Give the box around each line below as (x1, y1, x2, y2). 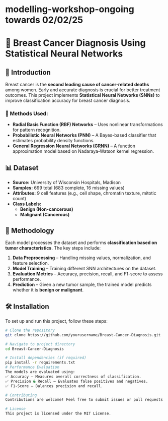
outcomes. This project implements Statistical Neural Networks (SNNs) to (5, 92, 160, 98)
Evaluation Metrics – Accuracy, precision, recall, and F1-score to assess (12, 271, 163, 277)
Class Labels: (12, 201, 42, 207)
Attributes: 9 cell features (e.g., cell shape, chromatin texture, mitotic (12, 190, 157, 196)
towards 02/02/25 (5, 14, 83, 26)
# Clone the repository (5, 328, 55, 333)
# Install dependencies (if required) (5, 355, 87, 360)
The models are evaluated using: (5, 370, 75, 375)
